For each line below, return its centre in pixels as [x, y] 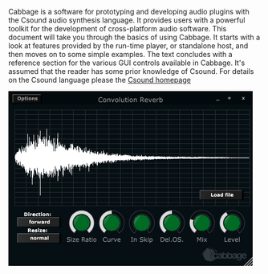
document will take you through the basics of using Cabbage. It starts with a [134, 37]
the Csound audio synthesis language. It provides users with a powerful [127, 20]
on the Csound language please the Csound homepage [99, 80]
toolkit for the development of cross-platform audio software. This [118, 29]
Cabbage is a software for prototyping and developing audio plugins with [129, 12]
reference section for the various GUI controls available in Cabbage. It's [127, 63]
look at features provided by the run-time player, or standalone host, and [128, 46]
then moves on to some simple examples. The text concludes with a [120, 54]
